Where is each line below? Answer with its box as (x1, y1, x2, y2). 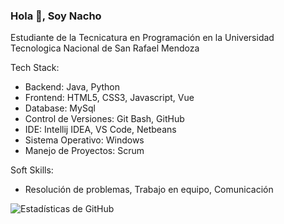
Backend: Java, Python (24, 81, 120, 93)
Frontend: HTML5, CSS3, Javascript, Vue (24, 92, 195, 104)
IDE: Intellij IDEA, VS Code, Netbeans (24, 124, 177, 136)
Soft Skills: (10, 164, 54, 176)
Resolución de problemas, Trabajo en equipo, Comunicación (24, 184, 274, 196)
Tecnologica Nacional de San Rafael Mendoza (10, 42, 200, 54)
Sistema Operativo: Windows (24, 134, 145, 146)
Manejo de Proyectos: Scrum (24, 145, 145, 157)
